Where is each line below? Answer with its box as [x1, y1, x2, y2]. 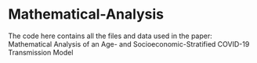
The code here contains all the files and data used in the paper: [8, 31, 213, 40]
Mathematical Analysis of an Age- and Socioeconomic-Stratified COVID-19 [8, 39, 250, 48]
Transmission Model [8, 47, 74, 57]
